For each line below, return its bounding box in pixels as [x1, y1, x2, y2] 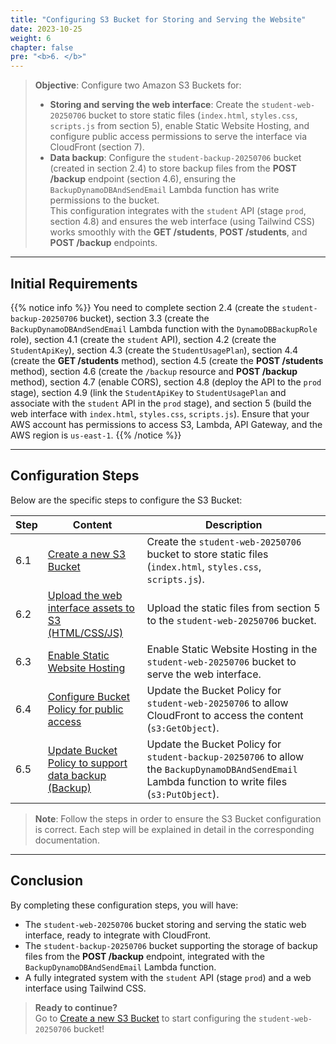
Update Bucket [47, 743, 118, 757]
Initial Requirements [10, 275, 138, 292]
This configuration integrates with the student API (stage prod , [49, 205, 307, 217]
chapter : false [10, 42, 74, 53]
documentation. [34, 834, 100, 846]
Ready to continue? [34, 1001, 118, 1013]
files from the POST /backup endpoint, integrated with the [24, 950, 265, 962]
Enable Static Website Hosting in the [146, 642, 318, 656]
